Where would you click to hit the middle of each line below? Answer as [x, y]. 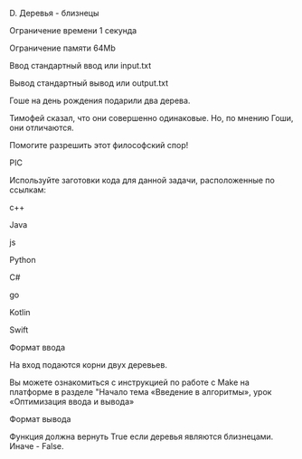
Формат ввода [38, 347]
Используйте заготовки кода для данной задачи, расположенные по [142, 180]
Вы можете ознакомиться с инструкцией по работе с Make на [130, 382]
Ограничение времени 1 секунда [73, 30]
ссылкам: [28, 190]
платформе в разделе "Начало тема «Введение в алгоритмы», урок [141, 392]
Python [23, 260]
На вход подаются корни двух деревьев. [88, 365]
